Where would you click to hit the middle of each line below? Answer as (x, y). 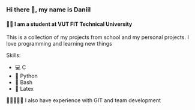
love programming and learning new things (59, 44)
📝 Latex (24, 89)
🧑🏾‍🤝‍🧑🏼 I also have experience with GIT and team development (83, 100)
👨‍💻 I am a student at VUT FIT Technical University (69, 24)
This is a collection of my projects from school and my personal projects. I (97, 37)
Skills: (13, 55)
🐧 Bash (24, 82)
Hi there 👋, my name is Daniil (49, 10)
